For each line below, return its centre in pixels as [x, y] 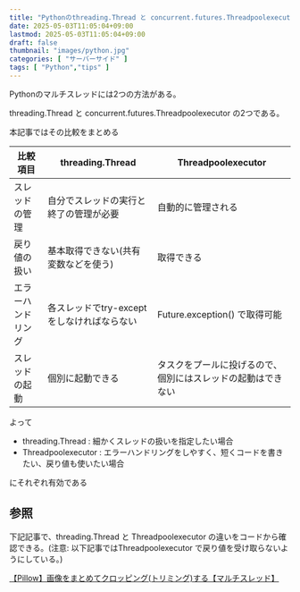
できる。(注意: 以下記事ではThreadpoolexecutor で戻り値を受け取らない [149, 547]
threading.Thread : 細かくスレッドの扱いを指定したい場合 [128, 441]
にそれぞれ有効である [48, 482]
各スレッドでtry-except [97, 308]
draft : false [33, 42]
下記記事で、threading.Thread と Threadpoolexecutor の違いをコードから [144, 537]
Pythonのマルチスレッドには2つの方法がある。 [95, 94]
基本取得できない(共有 [94, 250]
